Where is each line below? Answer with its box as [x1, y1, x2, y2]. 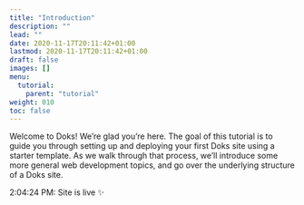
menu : [9, 73, 30, 82]
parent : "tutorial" [25, 89, 100, 98]
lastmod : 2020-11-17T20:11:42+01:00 [9, 47, 148, 56]
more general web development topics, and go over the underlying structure [9, 160, 295, 171]
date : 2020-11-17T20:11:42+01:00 [9, 38, 136, 48]
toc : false [9, 106, 51, 115]
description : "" [9, 22, 71, 31]
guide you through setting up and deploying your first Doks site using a [9, 141, 275, 151]
